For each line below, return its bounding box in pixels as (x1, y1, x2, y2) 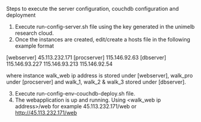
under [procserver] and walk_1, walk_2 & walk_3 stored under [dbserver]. (6, 78, 186, 85)
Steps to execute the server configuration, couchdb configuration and (6, 5, 179, 12)
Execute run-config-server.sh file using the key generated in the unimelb (14, 23, 195, 30)
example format (14, 42, 54, 49)
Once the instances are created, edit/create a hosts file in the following (14, 36, 191, 43)
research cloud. (14, 29, 54, 37)
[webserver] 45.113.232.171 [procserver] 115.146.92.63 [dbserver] (6, 54, 167, 61)
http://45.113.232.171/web (14, 109, 77, 116)
